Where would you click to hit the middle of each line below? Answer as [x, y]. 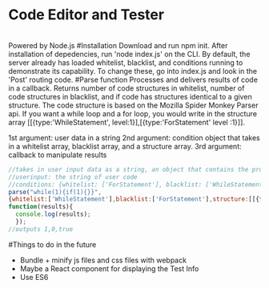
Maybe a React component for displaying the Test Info [109, 268]
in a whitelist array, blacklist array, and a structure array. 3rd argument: [125, 146]
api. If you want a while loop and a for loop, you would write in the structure [133, 113]
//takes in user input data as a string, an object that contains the [128, 169]
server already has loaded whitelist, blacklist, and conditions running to [126, 63]
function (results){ [41, 207]
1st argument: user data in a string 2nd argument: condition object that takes [134, 137]
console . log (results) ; [53, 214]
